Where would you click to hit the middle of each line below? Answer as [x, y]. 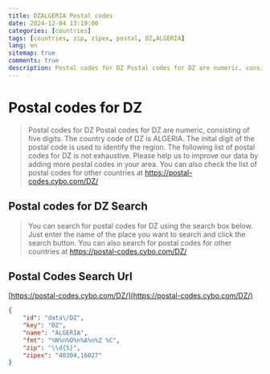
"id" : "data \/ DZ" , [53, 318]
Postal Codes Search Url [70, 276]
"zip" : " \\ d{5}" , [52, 348]
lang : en [23, 46]
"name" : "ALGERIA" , [55, 333]
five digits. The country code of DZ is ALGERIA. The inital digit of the [141, 138]
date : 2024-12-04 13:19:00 [53, 23]
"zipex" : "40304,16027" [63, 355]
